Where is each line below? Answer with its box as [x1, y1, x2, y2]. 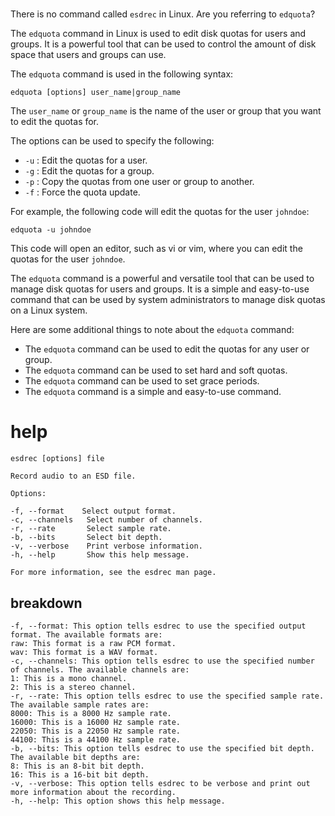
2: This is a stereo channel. [10, 682, 137, 692]
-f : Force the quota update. [24, 186, 141, 198]
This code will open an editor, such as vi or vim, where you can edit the [10, 243, 303, 255]
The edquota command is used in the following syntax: [10, 68, 234, 80]
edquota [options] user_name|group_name [10, 88, 182, 98]
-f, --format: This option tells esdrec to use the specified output [10, 621, 307, 631]
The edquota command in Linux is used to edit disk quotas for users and [10, 28, 307, 40]
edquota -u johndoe [10, 225, 92, 235]
